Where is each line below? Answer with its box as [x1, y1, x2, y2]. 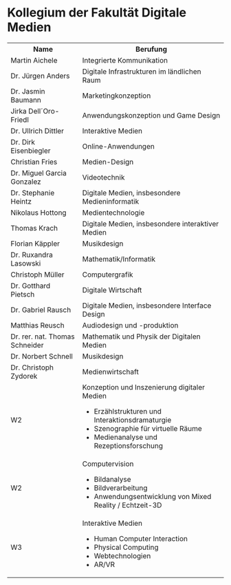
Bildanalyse [93, 474, 132, 484]
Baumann [10, 95, 41, 105]
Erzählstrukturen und [93, 406, 162, 416]
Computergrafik [82, 270, 133, 279]
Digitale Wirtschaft [82, 285, 142, 295]
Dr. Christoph [10, 363, 54, 372]
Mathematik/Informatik [82, 254, 156, 264]
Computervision [82, 459, 134, 469]
